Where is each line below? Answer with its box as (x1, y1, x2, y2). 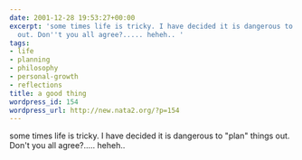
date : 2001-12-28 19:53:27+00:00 (9, 13, 136, 23)
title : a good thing (9, 89, 88, 98)
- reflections (9, 80, 63, 89)
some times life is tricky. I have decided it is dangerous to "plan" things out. (9, 130, 290, 141)
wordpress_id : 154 (9, 97, 79, 107)
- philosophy (9, 64, 59, 73)
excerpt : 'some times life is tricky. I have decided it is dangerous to (9, 22, 294, 31)
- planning (9, 55, 51, 64)
